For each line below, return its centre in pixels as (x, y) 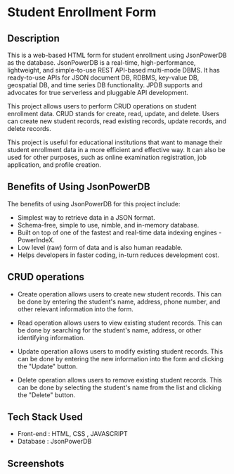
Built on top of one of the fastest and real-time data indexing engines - (119, 232)
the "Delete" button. (46, 394)
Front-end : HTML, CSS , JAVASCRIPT (72, 434)
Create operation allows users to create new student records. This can (119, 294)
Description (33, 38)
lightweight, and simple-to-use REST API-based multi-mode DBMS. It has (113, 70)
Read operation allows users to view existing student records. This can (120, 323)
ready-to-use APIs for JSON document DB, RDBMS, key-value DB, (103, 77)
